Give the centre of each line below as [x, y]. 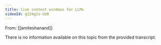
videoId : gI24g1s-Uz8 [27, 14]
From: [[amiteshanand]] [29, 28]
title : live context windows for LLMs [45, 9]
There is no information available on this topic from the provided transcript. [81, 37]
